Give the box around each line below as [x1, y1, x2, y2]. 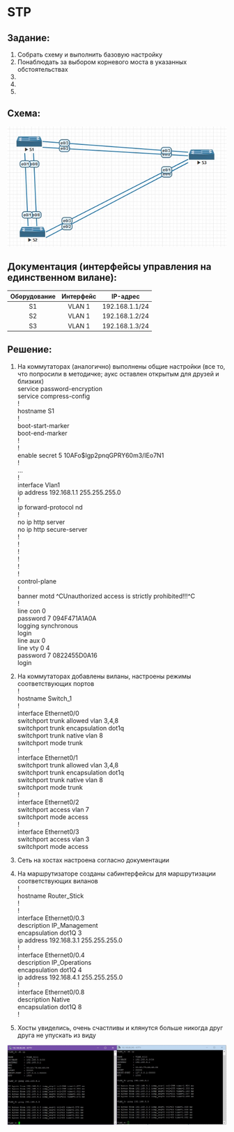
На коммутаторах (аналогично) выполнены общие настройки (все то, [17, 362, 226, 370]
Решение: [7, 344, 52, 355]
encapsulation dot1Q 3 [17, 928, 82, 937]
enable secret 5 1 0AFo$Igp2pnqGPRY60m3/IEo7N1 [17, 451, 164, 459]
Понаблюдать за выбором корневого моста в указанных [17, 58, 187, 66]
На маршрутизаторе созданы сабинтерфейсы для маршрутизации [17, 869, 216, 878]
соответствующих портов [17, 679, 95, 687]
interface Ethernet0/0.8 [17, 988, 85, 996]
